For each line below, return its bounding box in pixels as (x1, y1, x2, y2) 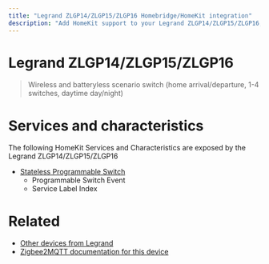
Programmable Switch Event (31, 175, 126, 185)
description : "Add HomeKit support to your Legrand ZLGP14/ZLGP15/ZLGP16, (8, 19, 263, 27)
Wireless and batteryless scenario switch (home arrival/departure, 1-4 (27, 80, 259, 90)
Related (8, 212, 60, 230)
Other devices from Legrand (19, 238, 114, 248)
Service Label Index (31, 184, 98, 194)
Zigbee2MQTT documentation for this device (19, 247, 169, 257)
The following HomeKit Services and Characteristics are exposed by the (8, 143, 247, 153)
